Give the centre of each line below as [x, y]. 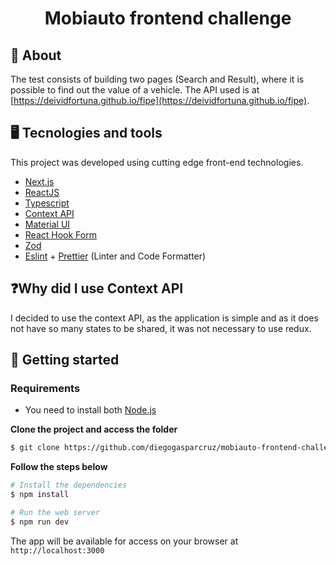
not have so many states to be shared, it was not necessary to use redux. [161, 328]
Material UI [47, 224]
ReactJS [42, 192]
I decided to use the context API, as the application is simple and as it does [164, 318]
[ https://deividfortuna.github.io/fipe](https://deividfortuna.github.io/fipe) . [160, 100]
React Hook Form [60, 234]
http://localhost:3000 [57, 550]
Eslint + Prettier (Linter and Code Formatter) [115, 256]
